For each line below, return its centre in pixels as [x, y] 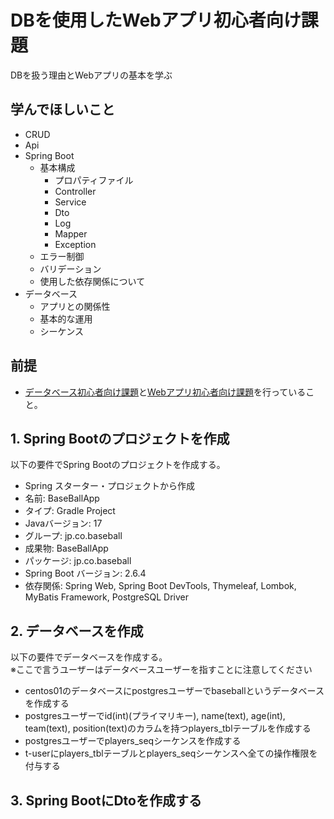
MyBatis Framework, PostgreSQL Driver [107, 597]
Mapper [71, 233]
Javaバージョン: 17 [63, 523]
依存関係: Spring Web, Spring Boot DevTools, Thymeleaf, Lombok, [160, 586]
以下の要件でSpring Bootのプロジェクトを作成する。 [118, 465]
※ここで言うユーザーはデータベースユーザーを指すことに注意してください [161, 670]
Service [70, 202]
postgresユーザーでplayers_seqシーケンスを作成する [133, 741]
